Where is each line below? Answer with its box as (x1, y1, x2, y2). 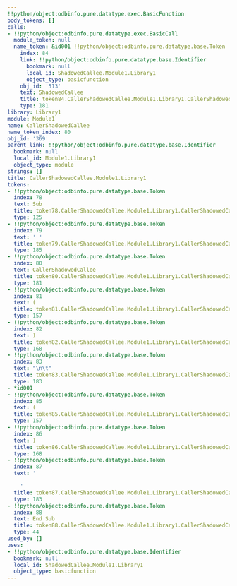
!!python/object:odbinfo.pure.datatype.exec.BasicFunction (7, 10, 185, 18)
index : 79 (13, 227, 42, 234)
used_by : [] (7, 535, 42, 542)
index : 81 (13, 292, 42, 300)
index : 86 (13, 430, 42, 438)
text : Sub (13, 201, 42, 208)
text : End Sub (13, 515, 55, 522)
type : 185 (13, 246, 42, 254)
